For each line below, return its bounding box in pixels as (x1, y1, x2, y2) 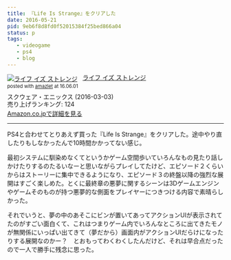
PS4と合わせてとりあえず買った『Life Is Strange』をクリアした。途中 (7, 130, 204, 138)
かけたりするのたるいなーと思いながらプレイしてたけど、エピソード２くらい (7, 162, 223, 171)
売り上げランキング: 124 (7, 100, 75, 108)
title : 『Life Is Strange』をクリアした (7, 10, 116, 17)
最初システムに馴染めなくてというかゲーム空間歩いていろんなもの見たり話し (7, 153, 223, 162)
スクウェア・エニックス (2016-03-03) (7, 92, 114, 100)
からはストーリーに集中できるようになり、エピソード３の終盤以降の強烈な (7, 171, 218, 179)
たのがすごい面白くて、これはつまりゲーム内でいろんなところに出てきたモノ (7, 219, 223, 228)
